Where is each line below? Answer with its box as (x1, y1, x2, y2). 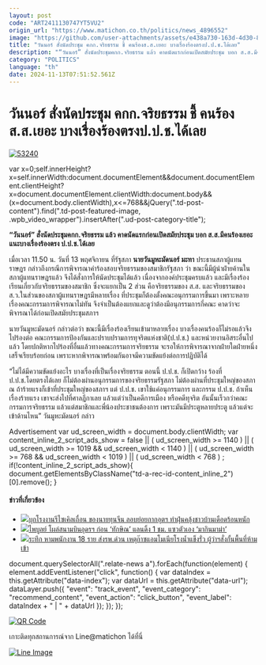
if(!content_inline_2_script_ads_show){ (9, 460, 133, 469)
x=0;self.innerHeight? (21, 164, 92, 173)
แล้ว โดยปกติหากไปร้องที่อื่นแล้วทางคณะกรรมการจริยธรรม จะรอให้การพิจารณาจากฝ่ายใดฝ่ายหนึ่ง (9, 341, 258, 351)
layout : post (9, 11, 52, 20)
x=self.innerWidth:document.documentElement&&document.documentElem (9, 172, 255, 182)
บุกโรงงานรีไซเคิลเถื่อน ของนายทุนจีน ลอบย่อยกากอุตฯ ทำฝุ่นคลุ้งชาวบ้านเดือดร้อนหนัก (28, 514, 250, 523)
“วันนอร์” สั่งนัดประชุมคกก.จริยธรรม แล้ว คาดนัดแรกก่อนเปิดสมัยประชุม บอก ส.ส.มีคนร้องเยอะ (9, 230, 253, 239)
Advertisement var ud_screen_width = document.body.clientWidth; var (9, 427, 239, 436)
